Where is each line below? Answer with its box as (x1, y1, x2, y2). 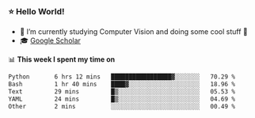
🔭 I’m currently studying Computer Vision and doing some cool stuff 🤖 (19, 27, 248, 36)
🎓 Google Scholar (19, 36, 82, 45)
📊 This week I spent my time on (8, 55, 116, 64)
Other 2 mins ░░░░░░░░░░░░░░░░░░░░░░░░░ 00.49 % (8, 102, 236, 110)
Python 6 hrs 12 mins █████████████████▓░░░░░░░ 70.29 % (8, 73, 236, 81)
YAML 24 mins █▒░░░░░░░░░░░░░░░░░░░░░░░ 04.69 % (8, 95, 236, 103)
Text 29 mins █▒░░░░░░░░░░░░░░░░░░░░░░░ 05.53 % (8, 88, 236, 96)
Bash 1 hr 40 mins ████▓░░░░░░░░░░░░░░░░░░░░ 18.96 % (8, 81, 236, 89)
